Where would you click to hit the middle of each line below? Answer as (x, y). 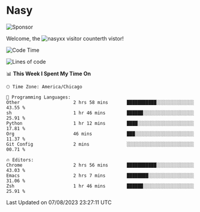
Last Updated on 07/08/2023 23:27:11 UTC (59, 202)
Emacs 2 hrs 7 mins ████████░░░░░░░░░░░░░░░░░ (100, 176)
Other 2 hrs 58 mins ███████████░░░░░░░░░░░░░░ (100, 102)
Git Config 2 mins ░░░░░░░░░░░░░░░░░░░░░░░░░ (100, 144)
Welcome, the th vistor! (65, 38)
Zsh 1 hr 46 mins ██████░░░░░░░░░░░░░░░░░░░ (100, 186)
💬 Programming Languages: (38, 97)
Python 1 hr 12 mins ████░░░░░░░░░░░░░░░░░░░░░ (100, 123)
